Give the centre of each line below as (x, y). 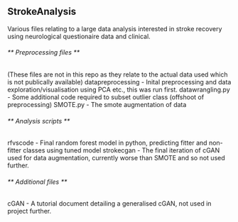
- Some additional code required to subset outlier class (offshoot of (106, 97)
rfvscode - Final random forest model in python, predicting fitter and (107, 143)
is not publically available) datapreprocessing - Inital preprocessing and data (119, 82)
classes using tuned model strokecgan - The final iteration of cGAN (121, 150)
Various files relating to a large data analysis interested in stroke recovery (115, 28)
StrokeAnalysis (42, 12)
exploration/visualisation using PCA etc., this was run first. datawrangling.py (119, 90)
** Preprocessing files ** (44, 52)
